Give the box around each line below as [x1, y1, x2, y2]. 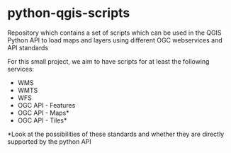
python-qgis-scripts [7, 5, 130, 21]
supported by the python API [7, 137, 92, 146]
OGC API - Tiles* [17, 115, 67, 125]
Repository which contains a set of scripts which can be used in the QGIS [7, 28, 222, 37]
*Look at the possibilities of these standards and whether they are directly [7, 130, 225, 138]
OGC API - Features [17, 101, 76, 109]
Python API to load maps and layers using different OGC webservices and [7, 35, 223, 44]
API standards [7, 43, 48, 52]
